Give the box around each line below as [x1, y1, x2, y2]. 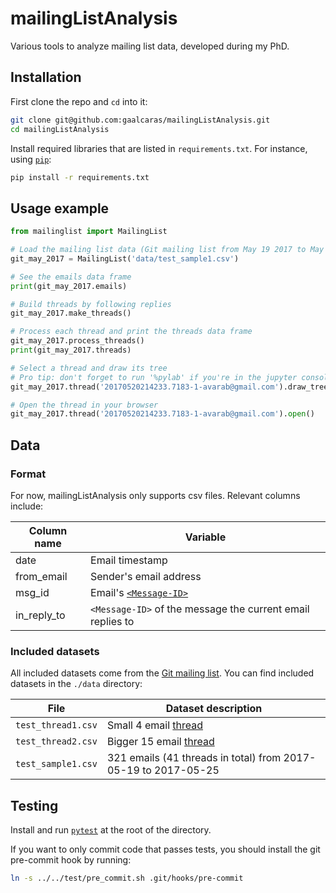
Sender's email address [90, 570, 202, 583]
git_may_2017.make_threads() [10, 308, 132, 319]
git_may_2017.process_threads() [10, 336, 145, 346]
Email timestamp [90, 553, 168, 567]
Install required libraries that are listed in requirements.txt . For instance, [10, 142, 308, 154]
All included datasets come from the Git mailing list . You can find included [10, 667, 315, 679]
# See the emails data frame [10, 272, 132, 282]
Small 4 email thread [106, 718, 204, 732]
